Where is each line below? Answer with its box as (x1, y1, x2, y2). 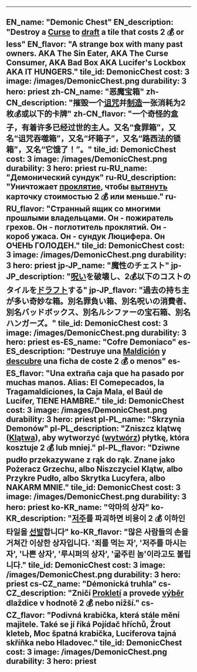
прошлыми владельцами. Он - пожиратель (6, 213, 174, 223)
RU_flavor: (6, 204, 45, 214)
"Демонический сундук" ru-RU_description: (6, 173, 177, 183)
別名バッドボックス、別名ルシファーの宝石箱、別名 (6, 307, 191, 317)
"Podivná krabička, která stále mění (46, 610, 180, 620)
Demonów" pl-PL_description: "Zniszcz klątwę (6, 423, 182, 433)
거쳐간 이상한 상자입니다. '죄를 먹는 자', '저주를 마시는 (6, 538, 187, 548)
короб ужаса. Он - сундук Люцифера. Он (6, 231, 165, 241)
